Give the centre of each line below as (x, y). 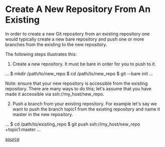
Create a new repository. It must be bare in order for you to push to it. (84, 64)
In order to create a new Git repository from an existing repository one (77, 34)
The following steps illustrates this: (41, 54)
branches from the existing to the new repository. (56, 44)
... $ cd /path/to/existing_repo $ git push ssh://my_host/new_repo (73, 124)
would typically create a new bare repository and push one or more (75, 39)
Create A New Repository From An (78, 9)
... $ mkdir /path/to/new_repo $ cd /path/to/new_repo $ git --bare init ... (79, 73)
